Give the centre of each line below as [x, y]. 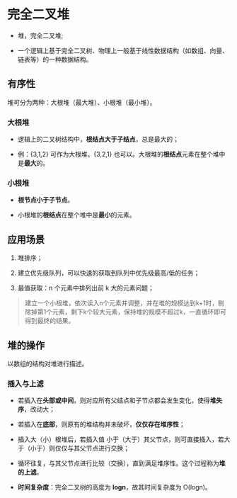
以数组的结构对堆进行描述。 [48, 363]
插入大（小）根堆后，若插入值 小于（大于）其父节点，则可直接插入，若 [121, 439]
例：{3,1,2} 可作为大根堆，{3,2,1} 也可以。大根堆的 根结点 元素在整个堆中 [121, 154]
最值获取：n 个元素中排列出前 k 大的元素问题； [86, 288]
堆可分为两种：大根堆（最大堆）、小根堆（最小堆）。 [82, 102]
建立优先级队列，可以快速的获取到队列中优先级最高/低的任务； [109, 273]
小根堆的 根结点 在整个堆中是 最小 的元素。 [76, 215]
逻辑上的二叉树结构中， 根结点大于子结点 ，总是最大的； [98, 140]
